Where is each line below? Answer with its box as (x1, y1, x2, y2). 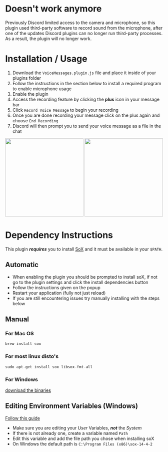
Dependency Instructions (5, 230, 113, 241)
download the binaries (5, 387, 51, 393)
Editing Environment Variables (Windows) (5, 402, 138, 410)
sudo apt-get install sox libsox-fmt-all (5, 364, 93, 369)
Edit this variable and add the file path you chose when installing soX (12, 435, 154, 441)
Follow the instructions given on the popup (12, 284, 101, 291)
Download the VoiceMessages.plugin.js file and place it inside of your (12, 70, 156, 76)
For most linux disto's (5, 353, 59, 360)
